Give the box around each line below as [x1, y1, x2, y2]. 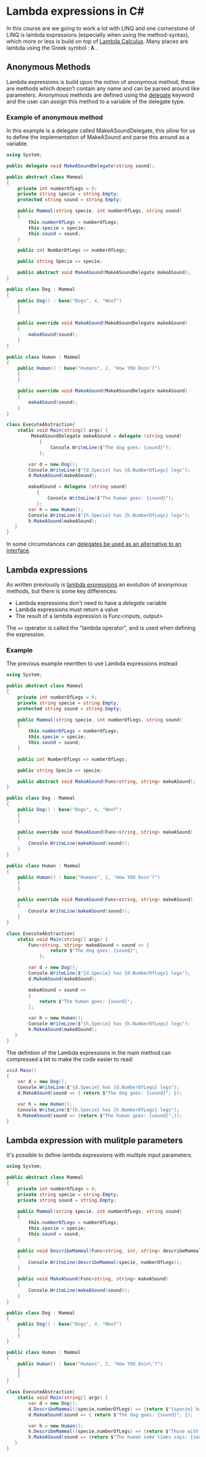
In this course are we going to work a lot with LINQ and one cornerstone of [6, 25, 195, 32]
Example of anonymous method [6, 113, 103, 121]
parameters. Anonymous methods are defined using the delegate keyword [6, 91, 194, 99]
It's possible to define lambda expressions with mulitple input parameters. [6, 1151, 193, 1159]
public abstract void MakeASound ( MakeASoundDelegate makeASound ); [17, 270, 191, 276]
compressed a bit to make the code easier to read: [6, 1056, 134, 1063]
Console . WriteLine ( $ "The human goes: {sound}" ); [47, 495, 174, 501]
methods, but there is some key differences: [6, 587, 118, 595]
